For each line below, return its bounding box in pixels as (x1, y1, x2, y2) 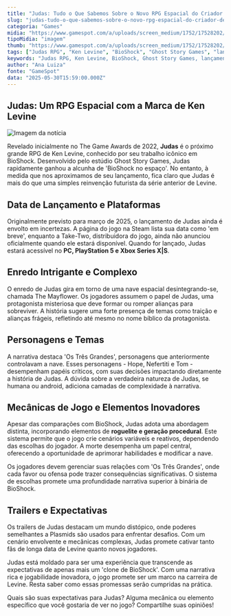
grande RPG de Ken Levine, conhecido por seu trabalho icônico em (7, 150, 198, 158)
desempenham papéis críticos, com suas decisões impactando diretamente (7, 367, 222, 375)
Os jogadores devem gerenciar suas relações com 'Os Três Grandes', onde (7, 463, 220, 471)
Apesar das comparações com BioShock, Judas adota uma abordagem (7, 420, 209, 428)
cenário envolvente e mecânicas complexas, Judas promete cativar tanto (7, 537, 214, 546)
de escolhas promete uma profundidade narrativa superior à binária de (7, 477, 208, 486)
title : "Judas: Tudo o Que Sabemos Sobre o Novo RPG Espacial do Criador (7, 10, 223, 17)
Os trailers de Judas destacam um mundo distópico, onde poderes (7, 523, 197, 531)
